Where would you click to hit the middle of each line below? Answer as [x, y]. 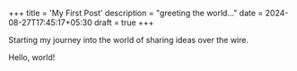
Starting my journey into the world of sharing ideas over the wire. [128, 40]
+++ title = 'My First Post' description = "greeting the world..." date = [136, 13]
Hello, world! [32, 57]
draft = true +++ [124, 22]
